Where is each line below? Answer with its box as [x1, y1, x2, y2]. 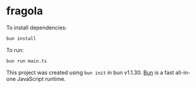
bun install [6, 35, 36, 41]
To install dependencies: [6, 24, 68, 31]
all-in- [175, 69, 191, 76]
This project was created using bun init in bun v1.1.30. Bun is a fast [6, 69, 174, 76]
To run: [6, 46, 24, 53]
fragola [6, 4, 43, 18]
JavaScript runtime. [17, 75, 66, 82]
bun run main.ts [6, 58, 47, 64]
